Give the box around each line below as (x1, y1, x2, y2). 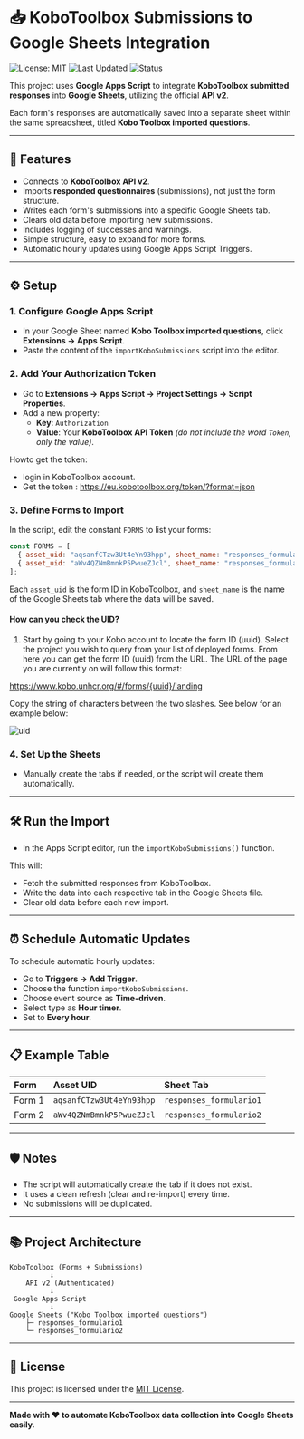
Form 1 (14, 1094, 45, 1106)
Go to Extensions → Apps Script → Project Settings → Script (22, 388, 252, 399)
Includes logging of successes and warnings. (22, 224, 192, 235)
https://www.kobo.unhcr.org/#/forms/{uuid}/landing (9, 681, 204, 691)
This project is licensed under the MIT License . (9, 1383, 185, 1394)
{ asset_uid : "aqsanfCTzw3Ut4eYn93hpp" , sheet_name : (17, 550, 221, 559)
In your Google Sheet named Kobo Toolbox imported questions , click (22, 325, 283, 336)
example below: (9, 708, 69, 719)
